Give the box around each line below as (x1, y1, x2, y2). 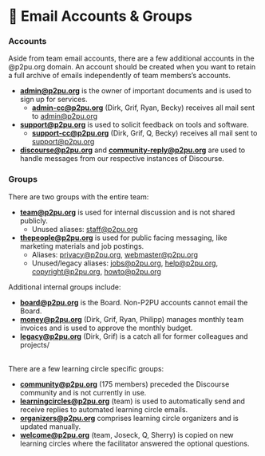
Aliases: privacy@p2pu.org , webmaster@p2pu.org (31, 250, 198, 259)
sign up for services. (19, 95, 88, 104)
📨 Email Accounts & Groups (8, 7, 193, 26)
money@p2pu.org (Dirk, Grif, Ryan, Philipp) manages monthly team (19, 314, 244, 324)
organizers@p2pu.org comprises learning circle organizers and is (19, 413, 239, 423)
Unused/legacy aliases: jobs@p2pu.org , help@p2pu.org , (31, 258, 218, 268)
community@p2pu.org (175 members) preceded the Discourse (19, 379, 230, 389)
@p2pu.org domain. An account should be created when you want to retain (8, 62, 256, 72)
